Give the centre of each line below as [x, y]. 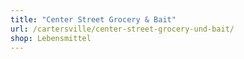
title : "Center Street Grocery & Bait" [93, 19]
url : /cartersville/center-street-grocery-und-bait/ [122, 29]
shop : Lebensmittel [51, 38]
